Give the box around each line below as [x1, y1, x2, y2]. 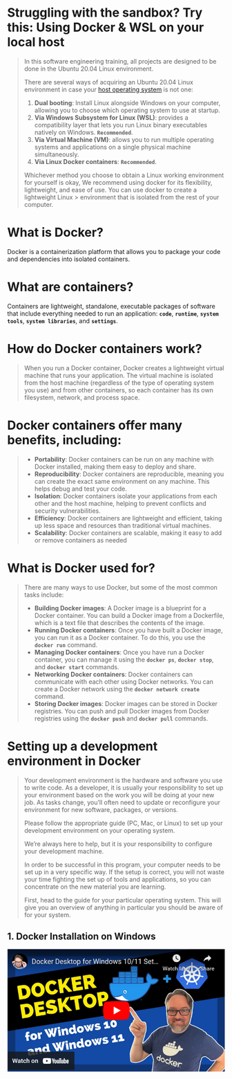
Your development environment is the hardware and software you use [23, 776, 223, 784]
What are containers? [7, 279, 134, 295]
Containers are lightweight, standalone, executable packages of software [7, 302, 215, 310]
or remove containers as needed [34, 536, 128, 544]
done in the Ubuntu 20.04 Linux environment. [23, 64, 154, 73]
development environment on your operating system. [23, 826, 175, 835]
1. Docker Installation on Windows [7, 930, 157, 942]
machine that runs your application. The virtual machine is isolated [23, 371, 213, 379]
